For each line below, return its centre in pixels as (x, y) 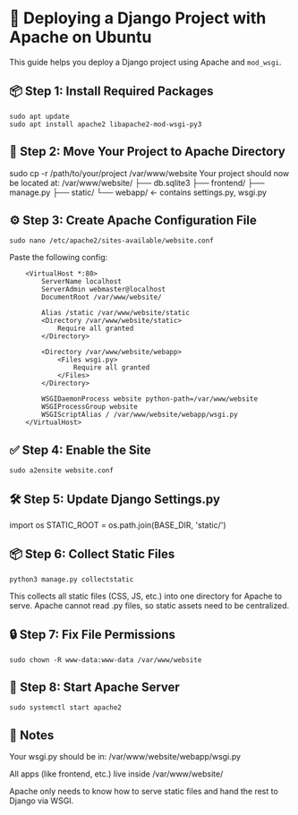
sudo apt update (39, 116)
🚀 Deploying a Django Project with (138, 18)
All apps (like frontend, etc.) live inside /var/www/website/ (116, 774)
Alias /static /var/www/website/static (116, 313)
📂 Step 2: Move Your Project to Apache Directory (148, 152)
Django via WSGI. (42, 801)
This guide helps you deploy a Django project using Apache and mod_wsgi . (145, 62)
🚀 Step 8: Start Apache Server (95, 688)
